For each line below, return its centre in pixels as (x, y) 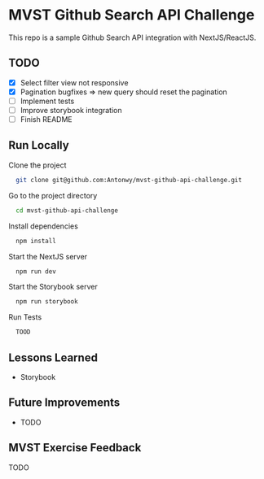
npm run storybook (47, 302)
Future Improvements (64, 403)
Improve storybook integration (71, 110)
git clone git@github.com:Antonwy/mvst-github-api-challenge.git (129, 180)
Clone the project (37, 165)
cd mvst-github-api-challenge (67, 210)
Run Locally (39, 145)
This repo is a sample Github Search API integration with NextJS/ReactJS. (132, 37)
